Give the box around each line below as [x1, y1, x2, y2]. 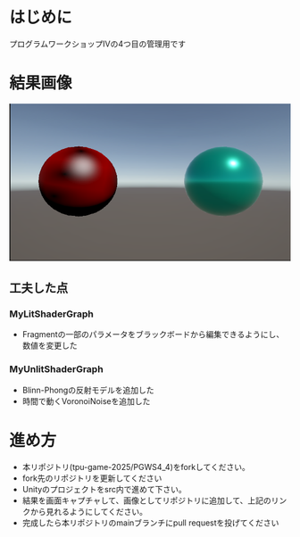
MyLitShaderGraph [9, 308, 94, 320]
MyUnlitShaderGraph [9, 363, 104, 376]
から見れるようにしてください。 [29, 506, 147, 516]
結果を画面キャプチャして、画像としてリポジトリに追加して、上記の [21, 495, 271, 506]
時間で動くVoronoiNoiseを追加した [21, 395, 151, 406]
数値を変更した [21, 340, 78, 351]
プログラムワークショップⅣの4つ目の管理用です [9, 38, 187, 49]
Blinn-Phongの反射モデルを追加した [21, 384, 154, 395]
